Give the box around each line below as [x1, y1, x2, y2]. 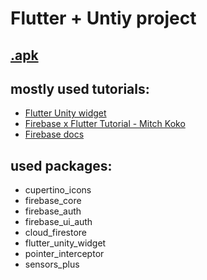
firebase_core [24, 195, 82, 207]
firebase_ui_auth [24, 216, 93, 228]
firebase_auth [24, 205, 82, 217]
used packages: [10, 157, 113, 174]
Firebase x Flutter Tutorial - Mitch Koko [24, 118, 186, 130]
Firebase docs [24, 128, 85, 141]
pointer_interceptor [24, 248, 105, 260]
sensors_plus [24, 258, 80, 271]
